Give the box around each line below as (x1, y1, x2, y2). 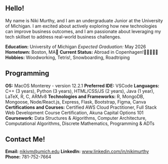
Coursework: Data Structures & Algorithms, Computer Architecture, (5, 115, 147, 121)
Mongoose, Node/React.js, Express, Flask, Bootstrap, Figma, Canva (5, 99, 146, 105)
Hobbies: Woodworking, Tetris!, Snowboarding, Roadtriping (5, 54, 130, 60)
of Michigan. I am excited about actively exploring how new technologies (5, 23, 157, 29)
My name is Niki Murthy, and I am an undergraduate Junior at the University (5, 17, 163, 23)
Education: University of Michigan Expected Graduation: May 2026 (5, 43, 146, 50)
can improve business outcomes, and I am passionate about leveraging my (5, 28, 161, 35)
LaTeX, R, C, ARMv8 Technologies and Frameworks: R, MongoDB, (5, 93, 145, 100)
